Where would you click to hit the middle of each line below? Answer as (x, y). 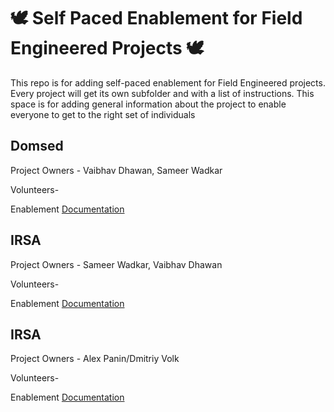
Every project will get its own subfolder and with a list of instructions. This (162, 93)
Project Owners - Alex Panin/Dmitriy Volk (95, 359)
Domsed (37, 146)
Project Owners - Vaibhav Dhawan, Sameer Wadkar (116, 170)
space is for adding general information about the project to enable (148, 104)
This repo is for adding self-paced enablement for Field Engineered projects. (168, 82)
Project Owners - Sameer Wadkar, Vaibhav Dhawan (116, 264)
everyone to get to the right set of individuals (103, 114)
